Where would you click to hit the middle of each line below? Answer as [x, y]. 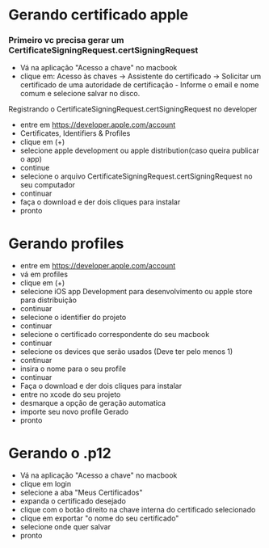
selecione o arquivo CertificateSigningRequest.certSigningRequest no [136, 176]
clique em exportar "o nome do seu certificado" [99, 518]
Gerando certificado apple [99, 15]
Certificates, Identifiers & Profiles [75, 133]
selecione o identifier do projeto [73, 318]
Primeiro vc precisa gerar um [66, 40]
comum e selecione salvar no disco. [80, 94]
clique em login [45, 484]
